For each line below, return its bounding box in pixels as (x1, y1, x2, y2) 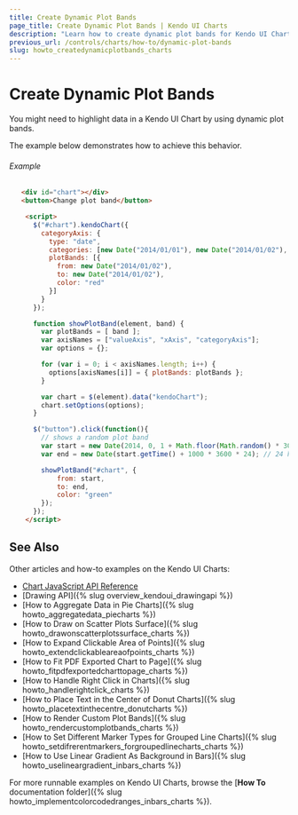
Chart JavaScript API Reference (21, 581, 139, 591)
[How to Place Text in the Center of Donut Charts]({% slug (21, 693, 236, 704)
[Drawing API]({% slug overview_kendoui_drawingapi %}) (21, 589, 233, 600)
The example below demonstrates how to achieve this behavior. (9, 140, 242, 151)
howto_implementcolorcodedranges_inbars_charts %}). (9, 795, 213, 806)
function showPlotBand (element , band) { (32, 319, 184, 328)
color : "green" (56, 490, 114, 500)
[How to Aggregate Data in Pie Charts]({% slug (21, 599, 194, 610)
